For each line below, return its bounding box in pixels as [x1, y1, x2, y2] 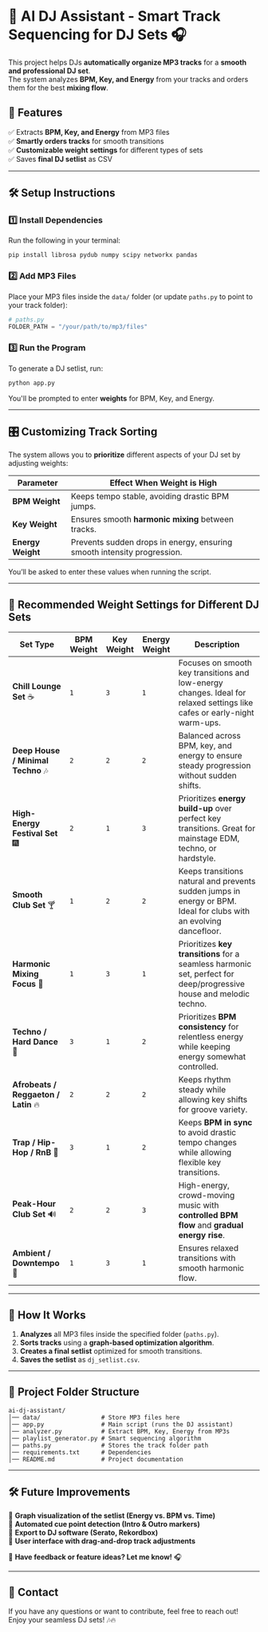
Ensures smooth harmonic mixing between [70, 514, 234, 525]
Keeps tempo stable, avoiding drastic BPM [70, 491, 230, 502]
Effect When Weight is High [109, 478, 218, 489]
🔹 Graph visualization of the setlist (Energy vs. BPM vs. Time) [8, 1511, 215, 1520]
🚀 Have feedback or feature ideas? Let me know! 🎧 [8, 1551, 182, 1562]
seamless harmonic [178, 959, 252, 970]
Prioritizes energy [178, 793, 246, 804]
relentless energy [178, 1031, 244, 1043]
